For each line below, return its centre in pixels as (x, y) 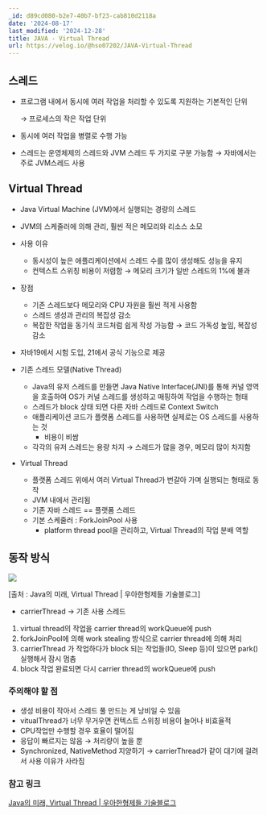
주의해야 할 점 (33, 692)
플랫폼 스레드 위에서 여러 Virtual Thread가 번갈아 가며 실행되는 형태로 (141, 480)
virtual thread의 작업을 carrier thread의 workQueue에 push (115, 628)
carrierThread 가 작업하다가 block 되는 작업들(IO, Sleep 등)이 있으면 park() (139, 648)
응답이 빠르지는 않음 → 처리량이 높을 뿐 (81, 740)
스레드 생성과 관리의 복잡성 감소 (81, 314)
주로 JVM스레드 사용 (53, 163)
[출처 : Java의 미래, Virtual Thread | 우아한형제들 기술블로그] (105, 594)
